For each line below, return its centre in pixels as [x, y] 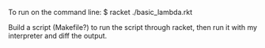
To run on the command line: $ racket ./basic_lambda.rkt [100, 12]
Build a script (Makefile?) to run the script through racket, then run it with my [133, 27]
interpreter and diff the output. [58, 36]
